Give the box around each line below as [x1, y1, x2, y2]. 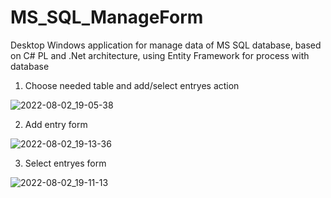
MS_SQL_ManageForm [10, 6, 204, 29]
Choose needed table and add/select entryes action [24, 79, 240, 91]
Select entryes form [24, 157, 107, 169]
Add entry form [24, 118, 88, 130]
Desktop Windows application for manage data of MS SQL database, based [10, 39, 322, 51]
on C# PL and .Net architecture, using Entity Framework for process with [10, 49, 310, 61]
